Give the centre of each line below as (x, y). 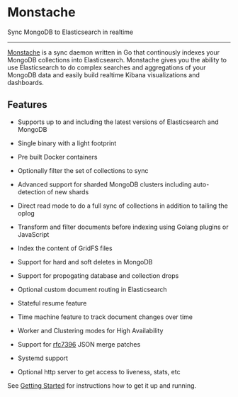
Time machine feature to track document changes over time (105, 317)
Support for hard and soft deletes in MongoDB (85, 262)
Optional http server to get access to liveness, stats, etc (99, 371)
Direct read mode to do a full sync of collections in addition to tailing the (123, 206)
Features (27, 105)
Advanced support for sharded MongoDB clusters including (105, 184)
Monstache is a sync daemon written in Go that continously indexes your (113, 52)
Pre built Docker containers (57, 157)
